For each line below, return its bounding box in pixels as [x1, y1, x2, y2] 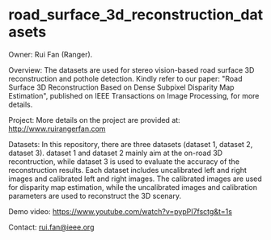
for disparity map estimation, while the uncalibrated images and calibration [8, 182, 257, 192]
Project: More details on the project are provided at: [8, 115, 180, 124]
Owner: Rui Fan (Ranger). [8, 49, 93, 59]
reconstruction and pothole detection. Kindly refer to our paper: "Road [8, 74, 243, 83]
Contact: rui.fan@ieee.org [8, 222, 95, 232]
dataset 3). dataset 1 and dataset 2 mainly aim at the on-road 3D [8, 148, 223, 158]
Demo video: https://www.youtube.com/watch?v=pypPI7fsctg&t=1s [8, 206, 233, 216]
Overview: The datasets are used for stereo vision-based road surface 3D [8, 65, 255, 74]
